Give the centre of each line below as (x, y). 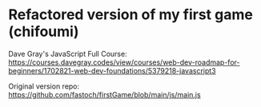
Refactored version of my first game (131, 15)
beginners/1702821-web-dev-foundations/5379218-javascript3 (112, 70)
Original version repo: (44, 86)
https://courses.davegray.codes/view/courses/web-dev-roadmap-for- (124, 62)
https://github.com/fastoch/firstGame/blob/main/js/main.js (105, 94)
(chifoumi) (44, 32)
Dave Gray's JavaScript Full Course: (68, 53)
